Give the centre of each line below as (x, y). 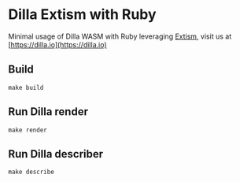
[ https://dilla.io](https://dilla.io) (58, 44)
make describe (31, 172)
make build (26, 87)
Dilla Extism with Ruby (82, 15)
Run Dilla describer (56, 154)
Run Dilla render (48, 112)
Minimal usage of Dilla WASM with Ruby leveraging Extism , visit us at (120, 36)
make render (28, 130)
